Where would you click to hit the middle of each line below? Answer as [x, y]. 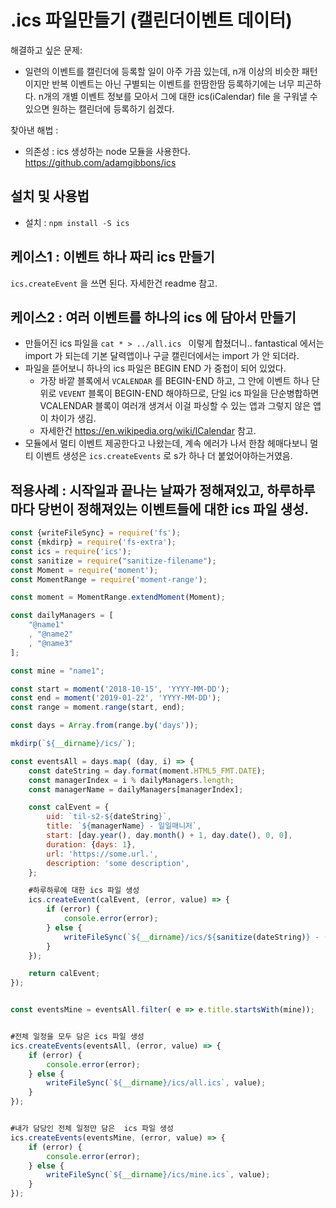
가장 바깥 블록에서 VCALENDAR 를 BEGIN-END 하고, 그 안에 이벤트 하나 [174, 381]
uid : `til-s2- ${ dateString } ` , [109, 817]
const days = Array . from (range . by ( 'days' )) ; [104, 726]
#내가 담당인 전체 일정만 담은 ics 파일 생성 [92, 1129]
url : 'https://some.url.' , [102, 854]
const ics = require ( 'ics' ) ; [71, 551]
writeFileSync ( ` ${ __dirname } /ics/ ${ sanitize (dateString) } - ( [196, 937]
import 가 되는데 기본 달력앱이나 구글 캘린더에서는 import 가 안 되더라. [162, 356]
